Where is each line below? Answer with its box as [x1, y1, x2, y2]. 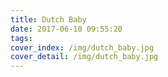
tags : [10, 33, 33, 43]
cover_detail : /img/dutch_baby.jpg [10, 52, 159, 62]
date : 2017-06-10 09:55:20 [10, 24, 123, 34]
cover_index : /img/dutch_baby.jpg [10, 42, 155, 53]
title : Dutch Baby [10, 14, 87, 25]
